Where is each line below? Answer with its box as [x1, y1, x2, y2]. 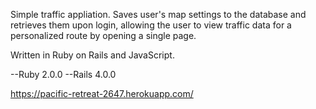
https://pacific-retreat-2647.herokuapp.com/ [10, 88, 194, 99]
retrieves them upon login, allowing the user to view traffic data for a [10, 19, 292, 31]
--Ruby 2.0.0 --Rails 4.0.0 [10, 69, 117, 80]
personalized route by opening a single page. [10, 30, 197, 41]
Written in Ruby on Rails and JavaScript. [10, 49, 175, 61]
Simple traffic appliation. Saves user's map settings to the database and [10, 9, 307, 20]
